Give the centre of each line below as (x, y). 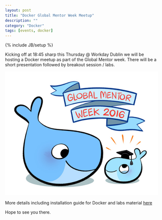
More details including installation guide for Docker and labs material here (79, 203)
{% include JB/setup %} (29, 45)
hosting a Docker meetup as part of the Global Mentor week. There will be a (81, 60)
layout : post (18, 10)
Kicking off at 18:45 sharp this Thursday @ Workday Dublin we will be (74, 55)
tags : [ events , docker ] (29, 31)
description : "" (21, 20)
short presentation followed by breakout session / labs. (60, 65)
